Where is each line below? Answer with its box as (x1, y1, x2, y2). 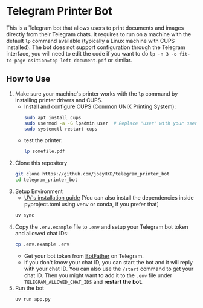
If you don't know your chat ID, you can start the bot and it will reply (24, 258, 193, 266)
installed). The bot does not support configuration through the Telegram (6, 44, 185, 51)
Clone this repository (14, 159, 68, 167)
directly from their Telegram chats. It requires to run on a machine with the (6, 30, 192, 38)
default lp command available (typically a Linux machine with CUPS (6, 37, 175, 44)
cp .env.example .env (14, 241, 69, 247)
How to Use (6, 74, 51, 84)
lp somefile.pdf (24, 148, 65, 155)
